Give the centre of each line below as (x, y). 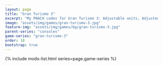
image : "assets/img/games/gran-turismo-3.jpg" (53, 23)
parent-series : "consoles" (32, 32)
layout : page (18, 9)
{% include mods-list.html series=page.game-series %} (61, 58)
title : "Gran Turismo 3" (30, 14)
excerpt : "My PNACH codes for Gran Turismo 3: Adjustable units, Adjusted (82, 18)
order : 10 (15, 41)
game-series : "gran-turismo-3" (37, 36)
